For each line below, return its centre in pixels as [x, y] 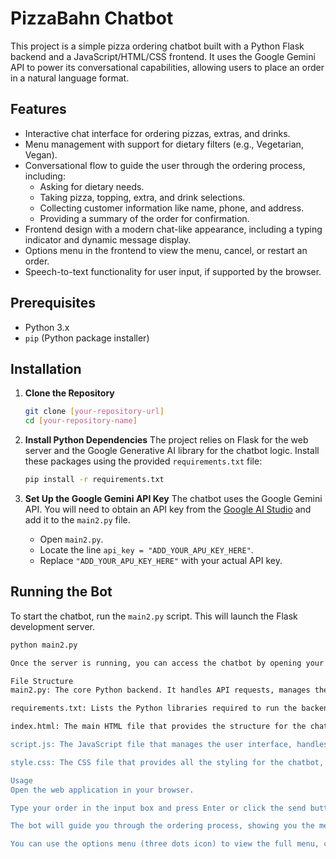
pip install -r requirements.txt [94, 480]
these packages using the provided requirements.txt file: [143, 461]
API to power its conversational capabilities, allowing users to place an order [167, 67]
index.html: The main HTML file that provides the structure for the [158, 727]
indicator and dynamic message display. [108, 239]
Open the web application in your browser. [102, 790]
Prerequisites [53, 303]
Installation [46, 368]
